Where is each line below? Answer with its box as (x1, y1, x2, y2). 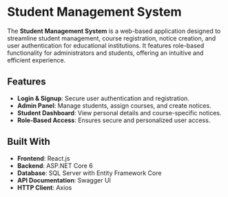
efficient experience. (7, 56, 66, 64)
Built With (7, 136, 50, 148)
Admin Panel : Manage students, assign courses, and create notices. (17, 101, 211, 110)
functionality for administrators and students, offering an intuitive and (7, 49, 204, 57)
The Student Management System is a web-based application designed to (7, 27, 221, 35)
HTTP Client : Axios (17, 183, 72, 192)
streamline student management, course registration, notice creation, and (7, 34, 216, 42)
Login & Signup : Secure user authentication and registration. (17, 94, 189, 102)
